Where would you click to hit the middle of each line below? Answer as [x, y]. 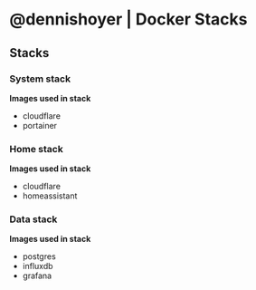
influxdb [38, 266]
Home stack [36, 149]
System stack [40, 79]
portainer [39, 125]
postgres [39, 256]
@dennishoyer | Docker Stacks [128, 19]
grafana [37, 275]
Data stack [33, 219]
